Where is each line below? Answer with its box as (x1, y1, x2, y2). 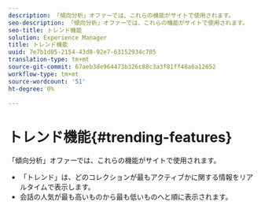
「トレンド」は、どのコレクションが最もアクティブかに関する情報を (19, 173, 240, 182)
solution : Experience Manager (8, 33, 108, 42)
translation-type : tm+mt (8, 56, 90, 64)
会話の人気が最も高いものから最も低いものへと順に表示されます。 (19, 192, 233, 202)
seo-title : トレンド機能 (8, 26, 83, 34)
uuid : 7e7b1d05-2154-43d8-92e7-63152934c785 (8, 48, 156, 56)
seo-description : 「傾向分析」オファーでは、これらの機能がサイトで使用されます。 (8, 19, 249, 27)
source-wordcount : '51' (8, 77, 86, 85)
